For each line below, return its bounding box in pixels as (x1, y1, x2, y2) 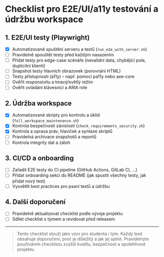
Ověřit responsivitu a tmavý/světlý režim (12, 79, 93, 85)
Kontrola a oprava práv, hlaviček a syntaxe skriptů (12, 128, 113, 134)
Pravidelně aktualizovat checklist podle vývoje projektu (12, 210, 123, 216)
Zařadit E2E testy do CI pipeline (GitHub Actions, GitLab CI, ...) (12, 167, 138, 173)
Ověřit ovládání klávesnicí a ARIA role (12, 85, 87, 91)
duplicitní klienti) (12, 63, 45, 69)
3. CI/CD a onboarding (5, 154, 74, 162)
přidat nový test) (12, 178, 45, 184)
